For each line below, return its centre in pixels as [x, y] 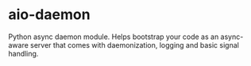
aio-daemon [49, 15]
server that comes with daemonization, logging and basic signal [135, 45]
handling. [23, 53]
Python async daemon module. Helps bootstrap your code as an [114, 37]
